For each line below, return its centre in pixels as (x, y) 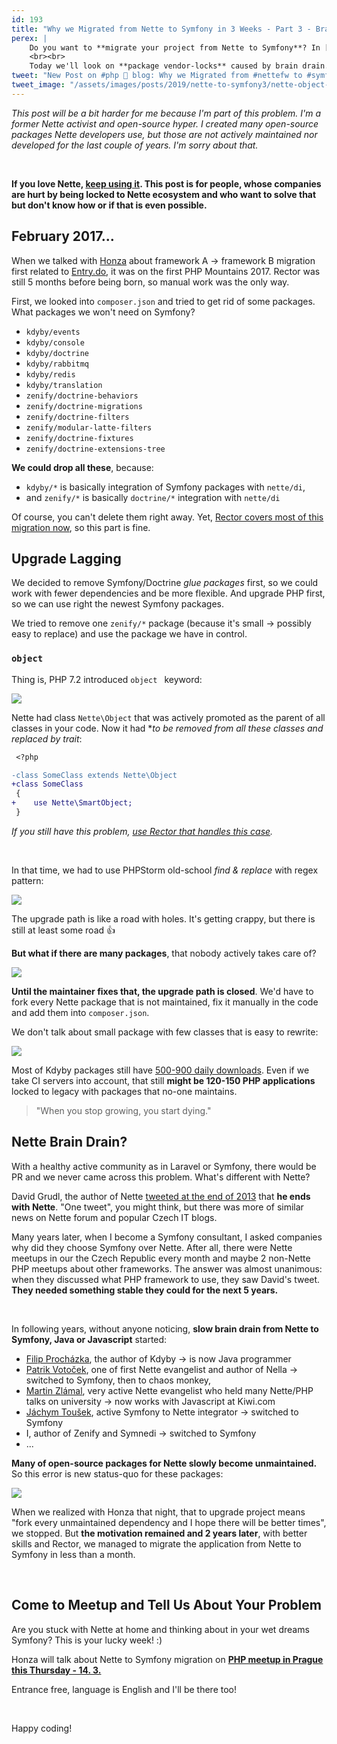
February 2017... (63, 236)
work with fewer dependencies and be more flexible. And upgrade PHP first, (168, 593)
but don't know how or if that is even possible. (109, 205)
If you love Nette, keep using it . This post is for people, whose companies (166, 183)
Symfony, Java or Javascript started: (89, 1339)
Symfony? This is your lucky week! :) (87, 1640)
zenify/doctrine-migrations (84, 406)
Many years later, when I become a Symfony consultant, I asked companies (167, 1237)
